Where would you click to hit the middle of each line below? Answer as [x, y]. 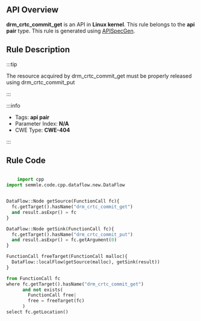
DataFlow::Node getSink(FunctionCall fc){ [60, 229]
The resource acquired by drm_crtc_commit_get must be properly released [99, 76]
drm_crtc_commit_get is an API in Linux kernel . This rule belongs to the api [100, 24]
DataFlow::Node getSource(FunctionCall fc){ [63, 201]
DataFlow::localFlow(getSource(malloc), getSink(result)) [86, 262]
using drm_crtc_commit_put [41, 82]
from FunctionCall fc [33, 278]
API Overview [32, 10]
